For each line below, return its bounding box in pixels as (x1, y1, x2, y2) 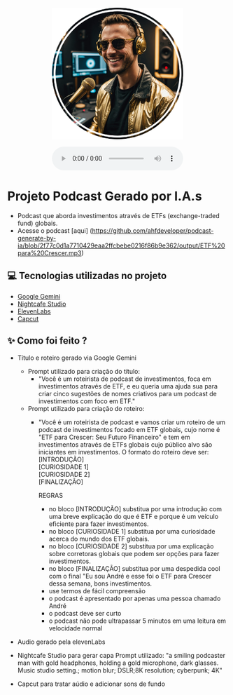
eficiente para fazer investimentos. (48, 520, 149, 528)
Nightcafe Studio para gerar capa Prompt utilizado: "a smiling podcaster (17, 651, 226, 659)
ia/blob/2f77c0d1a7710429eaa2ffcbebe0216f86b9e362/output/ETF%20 (17, 241, 225, 250)
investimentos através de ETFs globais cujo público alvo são (38, 440, 213, 449)
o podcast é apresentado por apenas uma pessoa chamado (48, 594, 221, 602)
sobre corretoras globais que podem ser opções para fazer (48, 549, 220, 558)
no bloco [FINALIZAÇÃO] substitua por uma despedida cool (48, 564, 220, 572)
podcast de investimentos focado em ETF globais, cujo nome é (38, 425, 220, 433)
